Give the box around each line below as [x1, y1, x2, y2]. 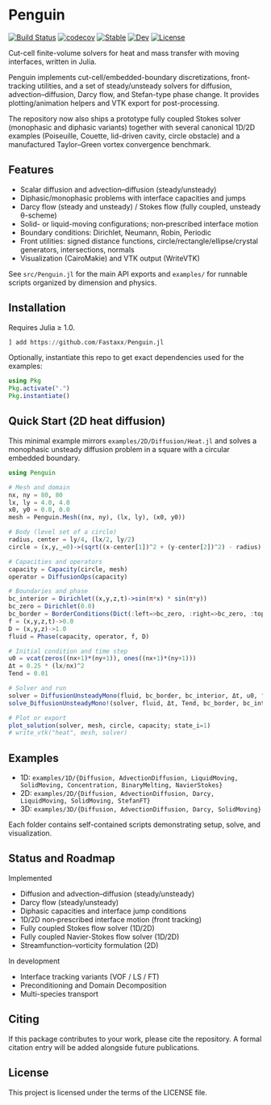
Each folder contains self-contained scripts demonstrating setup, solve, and [8, 819, 261, 830]
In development [8, 956, 60, 966]
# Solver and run [8, 684, 67, 692]
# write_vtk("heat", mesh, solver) [8, 729, 128, 737]
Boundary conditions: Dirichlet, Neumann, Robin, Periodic [19, 227, 212, 237]
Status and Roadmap [8, 852, 115, 866]
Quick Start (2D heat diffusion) [8, 414, 166, 428]
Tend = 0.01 [8, 670, 48, 678]
